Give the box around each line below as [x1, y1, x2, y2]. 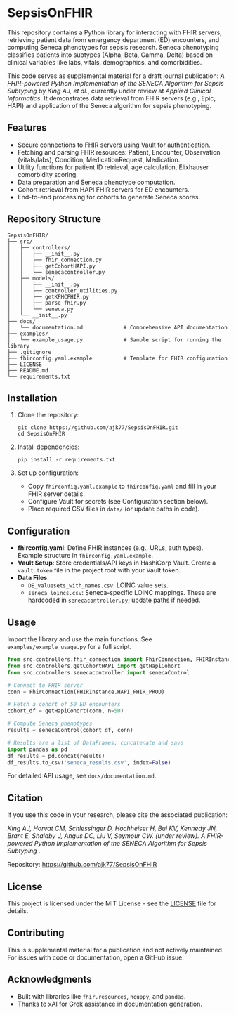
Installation [7, 392, 58, 404]
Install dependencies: [17, 443, 80, 451]
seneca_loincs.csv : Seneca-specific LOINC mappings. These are [27, 589, 216, 597]
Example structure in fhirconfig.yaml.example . [17, 551, 153, 560]
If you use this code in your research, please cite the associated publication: [7, 811, 228, 819]
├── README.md [7, 367, 49, 374]
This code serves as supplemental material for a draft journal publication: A [7, 72, 225, 80]
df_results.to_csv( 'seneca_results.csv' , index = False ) [7, 759, 171, 766]
